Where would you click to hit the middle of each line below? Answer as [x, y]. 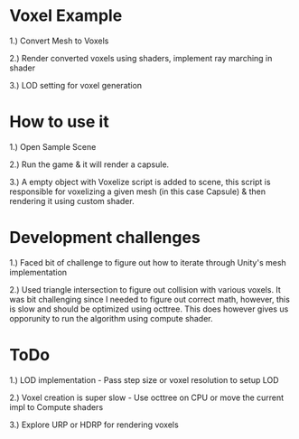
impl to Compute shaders [56, 406]
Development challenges [105, 238]
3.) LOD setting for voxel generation [76, 85]
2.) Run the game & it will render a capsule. [89, 164]
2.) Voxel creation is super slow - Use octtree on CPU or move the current [147, 397]
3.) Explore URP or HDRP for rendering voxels [94, 425]
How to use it [60, 122]
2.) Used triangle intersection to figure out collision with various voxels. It [145, 289]
